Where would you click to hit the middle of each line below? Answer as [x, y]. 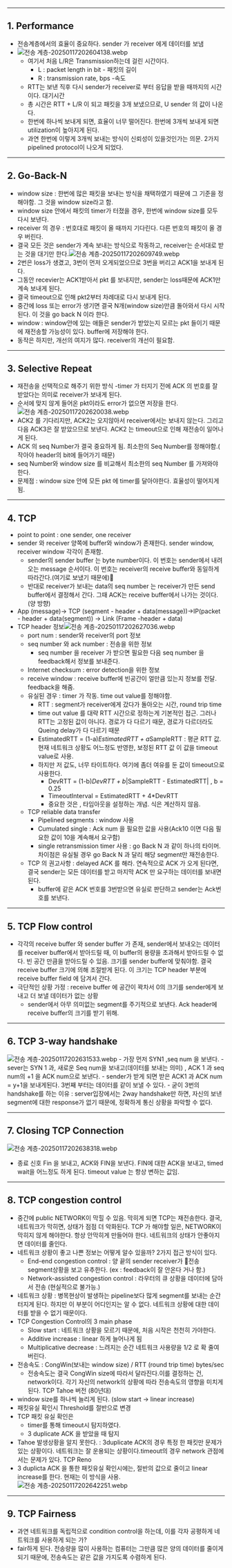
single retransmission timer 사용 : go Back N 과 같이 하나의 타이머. [129, 846]
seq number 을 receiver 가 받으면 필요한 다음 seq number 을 [121, 652]
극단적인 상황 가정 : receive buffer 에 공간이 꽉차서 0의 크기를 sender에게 [117, 987]
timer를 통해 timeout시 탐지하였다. [74, 1425]
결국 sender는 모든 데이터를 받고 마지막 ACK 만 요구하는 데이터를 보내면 [125, 872]
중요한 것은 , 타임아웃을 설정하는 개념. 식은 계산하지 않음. [124, 804]
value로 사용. [56, 756]
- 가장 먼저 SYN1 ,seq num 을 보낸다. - [171, 1059]
